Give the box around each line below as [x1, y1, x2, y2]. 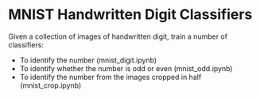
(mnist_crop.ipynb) [19, 81, 82, 90]
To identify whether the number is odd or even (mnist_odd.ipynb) [19, 63, 233, 73]
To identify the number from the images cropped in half [19, 72, 202, 81]
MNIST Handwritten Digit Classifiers [8, 6, 253, 24]
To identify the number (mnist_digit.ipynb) [19, 55, 157, 65]
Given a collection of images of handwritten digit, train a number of [8, 32, 228, 41]
